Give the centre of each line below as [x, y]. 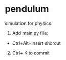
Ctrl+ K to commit [31, 53]
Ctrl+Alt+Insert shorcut [36, 43]
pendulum [27, 9]
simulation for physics [28, 23]
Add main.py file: [30, 33]
